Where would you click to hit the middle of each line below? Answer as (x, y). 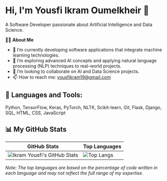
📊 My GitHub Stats (36, 130)
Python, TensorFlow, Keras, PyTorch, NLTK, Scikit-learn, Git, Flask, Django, (83, 107)
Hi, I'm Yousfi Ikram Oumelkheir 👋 (77, 10)
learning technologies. (36, 55)
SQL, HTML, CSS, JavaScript (36, 113)
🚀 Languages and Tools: (44, 95)
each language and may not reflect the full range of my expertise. (74, 173)
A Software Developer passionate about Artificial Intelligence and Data (79, 24)
